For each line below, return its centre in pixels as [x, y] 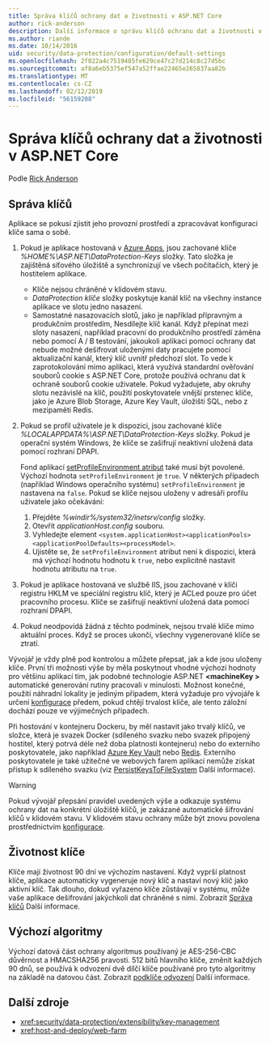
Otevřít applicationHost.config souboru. [98, 526]
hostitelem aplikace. [53, 274]
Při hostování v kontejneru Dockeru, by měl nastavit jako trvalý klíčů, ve [127, 727]
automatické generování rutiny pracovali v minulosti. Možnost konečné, [127, 685]
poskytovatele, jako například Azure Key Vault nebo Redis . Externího [122, 752]
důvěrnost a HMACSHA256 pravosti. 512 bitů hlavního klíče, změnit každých [135, 960]
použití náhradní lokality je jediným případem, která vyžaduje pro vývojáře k [134, 693]
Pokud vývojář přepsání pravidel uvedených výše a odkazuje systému [124, 801]
